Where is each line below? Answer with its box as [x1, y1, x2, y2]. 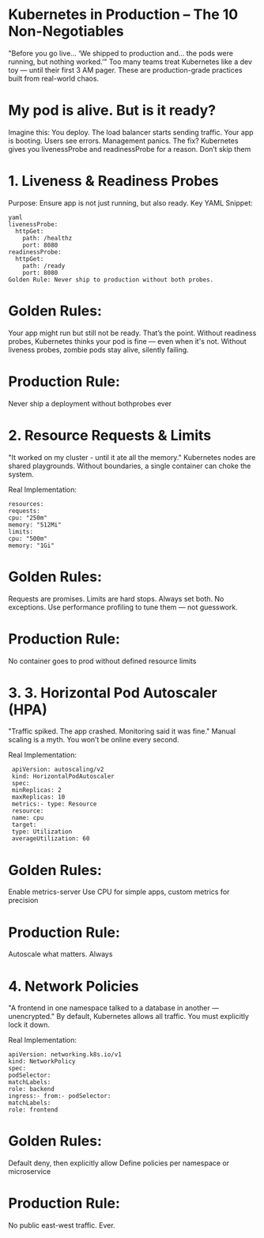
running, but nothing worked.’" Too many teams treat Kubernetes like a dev [8, 57, 253, 66]
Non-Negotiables [8, 22, 124, 40]
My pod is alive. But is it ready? [8, 101, 216, 119]
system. [8, 469, 34, 479]
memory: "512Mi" [8, 520, 62, 529]
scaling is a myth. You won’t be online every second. [8, 735, 179, 745]
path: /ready [22, 262, 66, 270]
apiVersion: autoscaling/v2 [11, 765, 104, 774]
